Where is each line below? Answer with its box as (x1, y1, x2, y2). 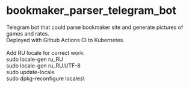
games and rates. (6, 30, 50, 37)
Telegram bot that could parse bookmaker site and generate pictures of (6, 24, 184, 31)
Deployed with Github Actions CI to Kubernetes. (6, 36, 125, 43)
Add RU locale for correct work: (6, 49, 85, 56)
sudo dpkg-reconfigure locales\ (6, 75, 85, 82)
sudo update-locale (6, 68, 55, 75)
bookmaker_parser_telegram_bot (6, 4, 176, 17)
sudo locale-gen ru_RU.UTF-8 (6, 61, 81, 69)
